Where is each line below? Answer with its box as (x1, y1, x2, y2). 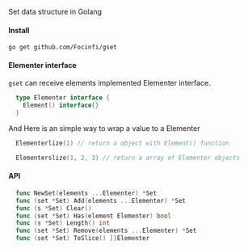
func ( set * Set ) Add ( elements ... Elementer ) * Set (15, 196, 186, 205)
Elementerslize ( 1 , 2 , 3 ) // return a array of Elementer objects (15, 154, 241, 162)
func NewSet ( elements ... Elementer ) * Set (15, 189, 158, 197)
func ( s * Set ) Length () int (15, 219, 111, 227)
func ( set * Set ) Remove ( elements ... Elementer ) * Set (15, 226, 197, 235)
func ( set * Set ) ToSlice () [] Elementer (15, 234, 150, 243)
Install (8, 25, 30, 35)
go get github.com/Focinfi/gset (8, 44, 117, 52)
